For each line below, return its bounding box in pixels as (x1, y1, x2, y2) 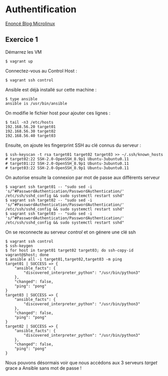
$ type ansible (5, 96, 38, 102)
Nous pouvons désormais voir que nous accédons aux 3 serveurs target (5, 359, 157, 366)
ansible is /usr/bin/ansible (5, 101, 67, 106)
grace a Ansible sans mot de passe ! (5, 365, 82, 371)
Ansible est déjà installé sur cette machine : (5, 86, 97, 92)
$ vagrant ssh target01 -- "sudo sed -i (5, 184, 93, 190)
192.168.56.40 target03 (5, 133, 56, 138)
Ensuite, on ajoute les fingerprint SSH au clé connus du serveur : (5, 142, 141, 148)
